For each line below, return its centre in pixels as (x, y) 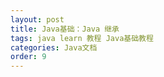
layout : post (37, 19)
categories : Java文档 (54, 47)
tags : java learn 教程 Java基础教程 (82, 38)
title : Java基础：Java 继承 (65, 29)
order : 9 (28, 57)
